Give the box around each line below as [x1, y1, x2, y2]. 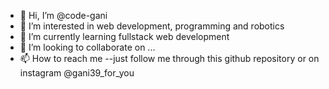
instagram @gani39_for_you [19, 67, 135, 79]
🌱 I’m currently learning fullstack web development [19, 31, 230, 42]
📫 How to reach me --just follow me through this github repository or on [19, 53, 320, 64]
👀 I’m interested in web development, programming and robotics [19, 20, 285, 32]
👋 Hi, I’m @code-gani [19, 10, 108, 21]
